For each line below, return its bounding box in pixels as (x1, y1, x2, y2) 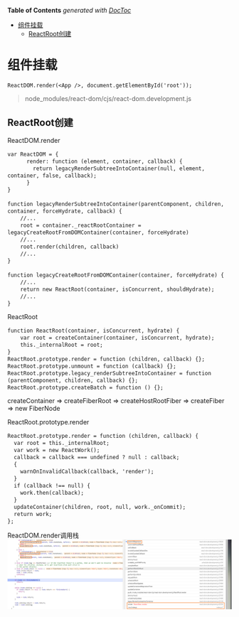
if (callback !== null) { (14, 482, 91, 489)
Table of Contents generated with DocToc (7, 6, 132, 14)
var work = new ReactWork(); (14, 446, 100, 454)
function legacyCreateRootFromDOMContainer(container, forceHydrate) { (7, 272, 224, 279)
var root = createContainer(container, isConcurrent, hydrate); (20, 334, 215, 341)
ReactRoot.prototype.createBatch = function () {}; (7, 384, 164, 391)
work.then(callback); (20, 489, 84, 496)
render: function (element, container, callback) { (26, 158, 183, 165)
